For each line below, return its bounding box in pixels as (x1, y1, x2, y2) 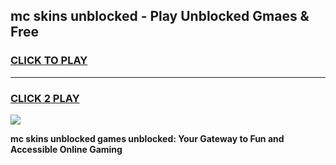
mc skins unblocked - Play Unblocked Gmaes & (10, 8, 310, 25)
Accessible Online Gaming (10, 143, 123, 155)
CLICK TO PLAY (10, 54, 88, 68)
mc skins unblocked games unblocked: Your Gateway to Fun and (10, 132, 285, 144)
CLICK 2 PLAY (10, 91, 80, 105)
